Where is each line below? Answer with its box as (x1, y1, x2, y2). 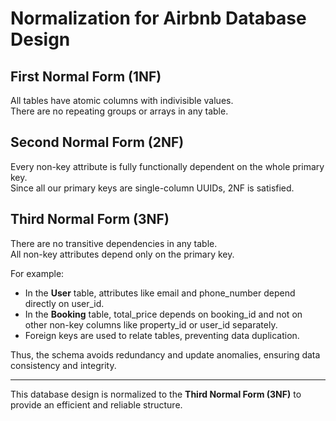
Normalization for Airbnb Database (10, 7, 307, 30)
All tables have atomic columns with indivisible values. (10, 95, 234, 106)
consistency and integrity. (10, 359, 117, 371)
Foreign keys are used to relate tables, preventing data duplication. (24, 329, 300, 341)
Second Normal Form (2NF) (10, 134, 185, 151)
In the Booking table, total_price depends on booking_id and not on (24, 308, 303, 320)
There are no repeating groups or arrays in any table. (10, 105, 229, 117)
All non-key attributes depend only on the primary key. (10, 248, 235, 260)
